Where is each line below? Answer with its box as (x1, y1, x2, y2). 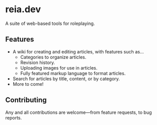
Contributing (5, 96, 47, 105)
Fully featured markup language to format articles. (20, 70, 126, 76)
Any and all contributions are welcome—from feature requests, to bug (5, 109, 152, 115)
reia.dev (5, 4, 41, 15)
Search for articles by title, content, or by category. (12, 75, 120, 82)
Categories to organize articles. (20, 54, 87, 60)
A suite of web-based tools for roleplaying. (5, 20, 95, 26)
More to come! (12, 81, 44, 87)
